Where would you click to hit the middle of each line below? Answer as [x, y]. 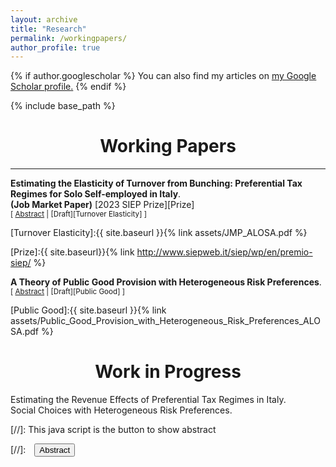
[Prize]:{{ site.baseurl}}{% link [72, 252]
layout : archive [44, 19]
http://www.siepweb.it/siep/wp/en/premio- [224, 252]
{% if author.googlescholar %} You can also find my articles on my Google [163, 76]
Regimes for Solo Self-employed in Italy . [96, 194]
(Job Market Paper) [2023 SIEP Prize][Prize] [102, 205]
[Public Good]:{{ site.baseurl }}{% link [88, 310]
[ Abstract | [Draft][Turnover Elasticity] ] [78, 214]
